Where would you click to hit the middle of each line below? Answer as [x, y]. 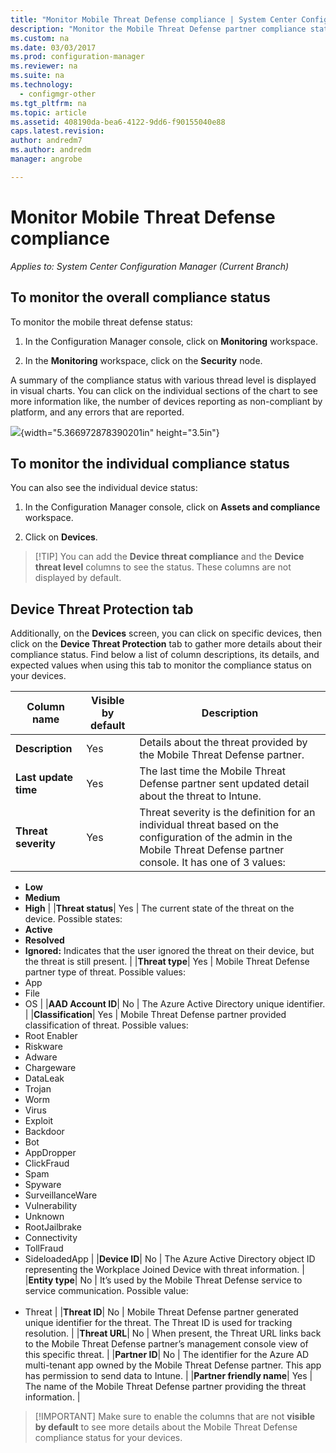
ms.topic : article [48, 112]
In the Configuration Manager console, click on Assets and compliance [172, 507]
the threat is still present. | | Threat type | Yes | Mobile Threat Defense [167, 962]
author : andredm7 [46, 141]
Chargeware [50, 1068]
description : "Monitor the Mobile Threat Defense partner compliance [158, 29]
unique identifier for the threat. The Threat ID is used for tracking [158, 1323]
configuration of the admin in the [216, 838]
